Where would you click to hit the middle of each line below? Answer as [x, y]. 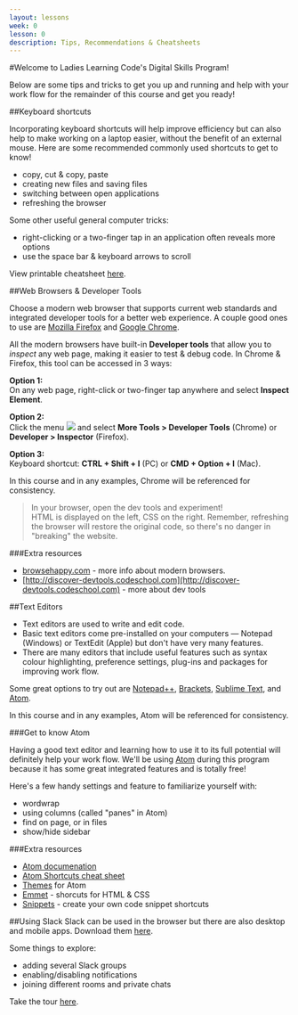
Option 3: [27, 454]
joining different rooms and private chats [97, 985]
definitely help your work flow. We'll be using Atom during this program [139, 759]
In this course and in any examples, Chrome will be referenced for [130, 481]
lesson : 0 [28, 34]
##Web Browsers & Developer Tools [76, 291]
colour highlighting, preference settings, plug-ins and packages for [145, 662]
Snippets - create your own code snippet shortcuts [115, 904]
